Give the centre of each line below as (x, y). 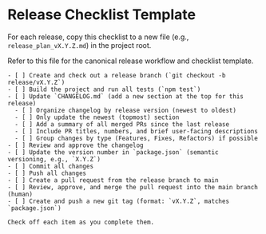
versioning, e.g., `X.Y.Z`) (54, 159)
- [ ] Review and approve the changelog (76, 145)
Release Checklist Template (102, 15)
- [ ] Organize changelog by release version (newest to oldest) (126, 110)
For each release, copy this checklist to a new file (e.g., (98, 37)
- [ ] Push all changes (47, 173)
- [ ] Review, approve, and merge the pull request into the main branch (133, 187)
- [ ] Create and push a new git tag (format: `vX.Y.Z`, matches (118, 201)
